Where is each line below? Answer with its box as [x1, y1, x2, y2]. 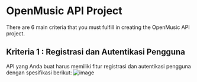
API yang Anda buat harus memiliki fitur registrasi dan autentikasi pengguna [6, 63, 191, 70]
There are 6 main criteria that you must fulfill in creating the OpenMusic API [6, 24, 190, 31]
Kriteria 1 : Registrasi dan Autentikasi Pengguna [6, 47, 185, 57]
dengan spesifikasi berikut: [6, 69, 72, 76]
